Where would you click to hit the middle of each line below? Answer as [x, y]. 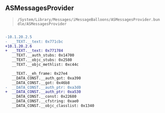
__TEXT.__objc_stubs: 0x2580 [42, 60]
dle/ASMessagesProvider [42, 24]
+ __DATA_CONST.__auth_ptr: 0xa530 [43, 92]
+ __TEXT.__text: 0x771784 [34, 51]
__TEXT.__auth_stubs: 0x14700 [43, 56]
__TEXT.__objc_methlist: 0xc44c [45, 65]
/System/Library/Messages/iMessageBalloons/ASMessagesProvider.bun [88, 19]
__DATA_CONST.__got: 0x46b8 [41, 83]
